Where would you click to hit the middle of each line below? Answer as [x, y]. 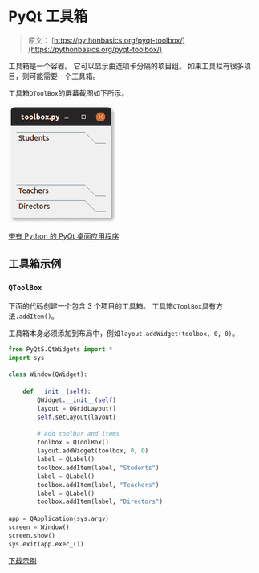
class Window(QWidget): [48, 374]
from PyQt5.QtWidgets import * [61, 349]
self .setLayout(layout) [77, 417]
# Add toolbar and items [79, 434]
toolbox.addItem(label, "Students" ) [98, 468]
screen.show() [32, 535]
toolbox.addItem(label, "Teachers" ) [98, 485]
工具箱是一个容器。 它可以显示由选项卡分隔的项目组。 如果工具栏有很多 [126, 66]
